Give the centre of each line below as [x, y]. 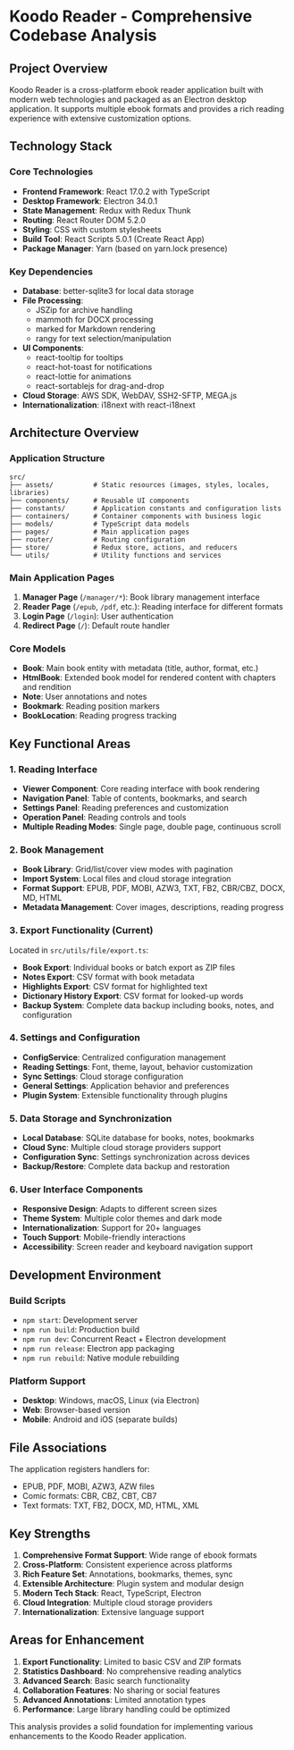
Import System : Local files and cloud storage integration [126, 879]
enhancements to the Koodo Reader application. [98, 1736]
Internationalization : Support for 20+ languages [111, 1228]
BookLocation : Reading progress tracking [99, 716]
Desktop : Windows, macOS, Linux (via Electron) [111, 1401]
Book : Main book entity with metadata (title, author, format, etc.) [140, 669]
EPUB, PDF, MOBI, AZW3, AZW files [88, 1486]
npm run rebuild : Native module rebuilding [101, 1358]
